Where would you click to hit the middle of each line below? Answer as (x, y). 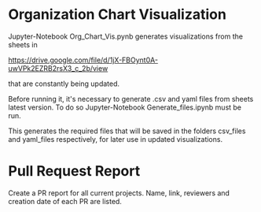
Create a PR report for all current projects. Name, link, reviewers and (119, 193)
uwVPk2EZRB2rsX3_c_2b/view (58, 68)
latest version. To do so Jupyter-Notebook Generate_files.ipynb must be (125, 107)
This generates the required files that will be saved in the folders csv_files (127, 131)
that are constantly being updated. (64, 84)
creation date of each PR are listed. (65, 201)
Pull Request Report (74, 171)
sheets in (23, 44)
